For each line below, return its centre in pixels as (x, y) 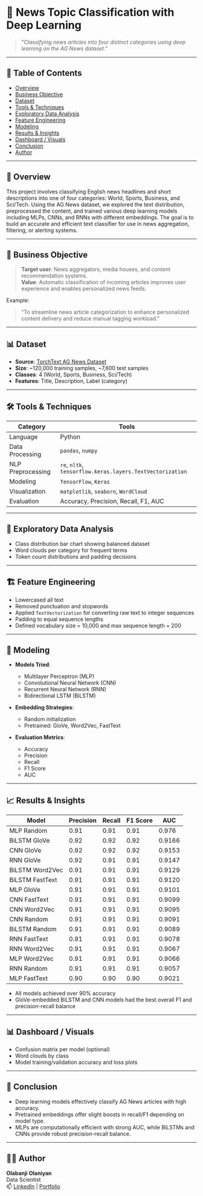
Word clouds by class (42, 1056)
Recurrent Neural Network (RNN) (65, 689)
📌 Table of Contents (44, 73)
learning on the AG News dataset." (64, 48)
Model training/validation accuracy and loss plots (76, 1062)
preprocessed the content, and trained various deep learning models (92, 211)
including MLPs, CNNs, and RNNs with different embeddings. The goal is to (100, 217)
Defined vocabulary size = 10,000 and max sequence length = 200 (98, 625)
